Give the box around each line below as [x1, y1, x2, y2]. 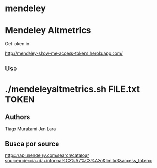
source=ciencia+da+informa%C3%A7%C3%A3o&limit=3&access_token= [5, 158, 152, 164]
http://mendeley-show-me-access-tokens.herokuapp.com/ [5, 50, 123, 56]
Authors [5, 113, 30, 121]
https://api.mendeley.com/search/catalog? [5, 153, 90, 158]
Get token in [5, 41, 29, 47]
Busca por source [5, 140, 59, 148]
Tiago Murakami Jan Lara [5, 126, 56, 132]
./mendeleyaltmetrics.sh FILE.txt [5, 84, 140, 95]
